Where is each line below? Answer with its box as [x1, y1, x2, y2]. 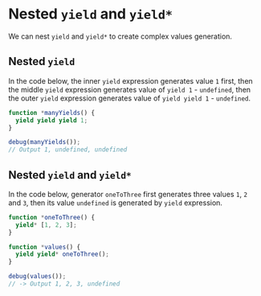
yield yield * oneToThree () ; [15, 250, 110, 258]
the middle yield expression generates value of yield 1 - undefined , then [8, 84, 251, 94]
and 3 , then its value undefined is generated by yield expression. [8, 198, 223, 208]
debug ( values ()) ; [8, 273, 67, 281]
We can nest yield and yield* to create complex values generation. [8, 31, 233, 41]
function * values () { [8, 243, 81, 251]
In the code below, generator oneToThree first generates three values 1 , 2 [8, 189, 247, 199]
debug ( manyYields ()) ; [8, 138, 81, 146]
